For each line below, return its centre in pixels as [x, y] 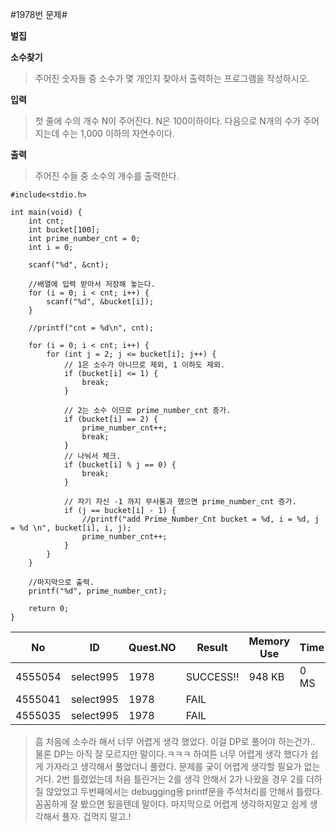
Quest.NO [152, 647]
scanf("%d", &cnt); [69, 265]
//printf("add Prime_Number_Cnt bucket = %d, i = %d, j [200, 519]
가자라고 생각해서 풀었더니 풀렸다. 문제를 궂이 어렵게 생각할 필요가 [173, 766]
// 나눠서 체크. [92, 456]
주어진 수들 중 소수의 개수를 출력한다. [107, 176]
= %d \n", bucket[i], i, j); [71, 528]
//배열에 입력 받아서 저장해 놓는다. [92, 284]
